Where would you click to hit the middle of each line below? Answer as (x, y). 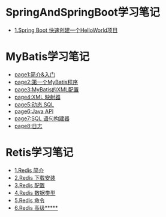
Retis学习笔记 (40, 152)
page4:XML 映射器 (37, 97)
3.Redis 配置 (30, 185)
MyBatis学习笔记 (48, 57)
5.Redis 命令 (30, 200)
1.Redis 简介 (29, 170)
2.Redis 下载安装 (35, 177)
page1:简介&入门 (34, 74)
